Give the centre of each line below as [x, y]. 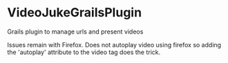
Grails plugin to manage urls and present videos [75, 32]
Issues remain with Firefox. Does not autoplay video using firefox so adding [114, 45]
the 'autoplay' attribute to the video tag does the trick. [84, 52]
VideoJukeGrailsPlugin [75, 13]
